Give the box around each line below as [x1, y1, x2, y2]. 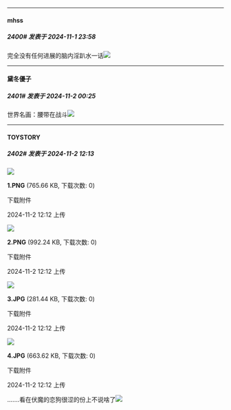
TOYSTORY [7, 133, 41, 141]
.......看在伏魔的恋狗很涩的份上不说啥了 [7, 395, 116, 403]
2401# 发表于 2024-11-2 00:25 [7, 91, 96, 100]
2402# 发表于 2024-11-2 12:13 [7, 149, 95, 158]
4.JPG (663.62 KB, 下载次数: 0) [7, 352, 96, 360]
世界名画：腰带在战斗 [7, 111, 67, 119]
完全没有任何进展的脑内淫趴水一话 [7, 51, 104, 59]
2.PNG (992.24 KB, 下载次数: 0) [7, 238, 98, 246]
